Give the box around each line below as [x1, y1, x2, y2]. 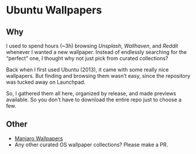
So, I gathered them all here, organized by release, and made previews [6, 90, 177, 97]
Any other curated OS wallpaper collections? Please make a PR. [14, 141, 169, 148]
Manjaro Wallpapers [14, 135, 63, 142]
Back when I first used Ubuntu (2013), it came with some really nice [6, 66, 169, 73]
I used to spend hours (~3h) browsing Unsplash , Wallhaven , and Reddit [6, 42, 178, 49]
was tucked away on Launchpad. [6, 78, 86, 85]
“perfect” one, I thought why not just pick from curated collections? [6, 55, 169, 61]
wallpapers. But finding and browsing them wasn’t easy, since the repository [6, 73, 191, 79]
